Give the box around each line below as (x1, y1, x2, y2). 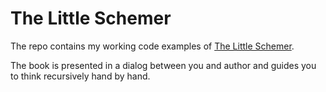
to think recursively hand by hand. (10, 70, 151, 82)
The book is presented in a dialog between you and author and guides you (10, 59, 317, 71)
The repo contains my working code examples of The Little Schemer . (10, 40, 295, 52)
